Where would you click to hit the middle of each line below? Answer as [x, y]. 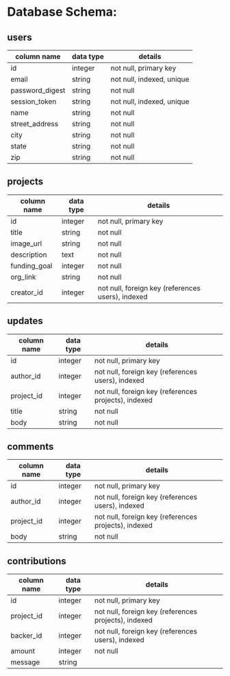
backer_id [26, 636]
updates [25, 321]
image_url [26, 243]
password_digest [38, 90]
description [29, 255]
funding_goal [31, 266]
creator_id [27, 292]
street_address [35, 124]
